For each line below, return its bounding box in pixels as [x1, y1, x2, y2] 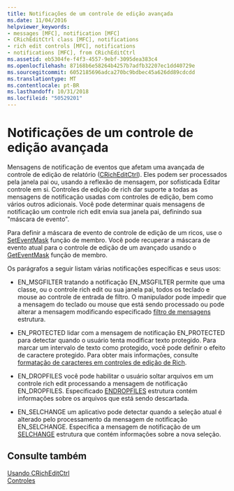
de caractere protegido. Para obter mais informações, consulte [17, 350, 199, 359]
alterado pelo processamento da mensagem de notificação [17, 415, 188, 423]
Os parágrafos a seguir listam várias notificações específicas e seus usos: [7, 264, 221, 273]
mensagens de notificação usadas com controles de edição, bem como [7, 192, 214, 201]
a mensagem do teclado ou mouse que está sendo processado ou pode [17, 300, 225, 308]
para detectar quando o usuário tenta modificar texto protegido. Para [17, 336, 217, 344]
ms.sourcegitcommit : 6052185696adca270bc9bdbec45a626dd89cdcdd [7, 69, 196, 76]
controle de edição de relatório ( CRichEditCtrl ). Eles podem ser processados [7, 170, 228, 178]
